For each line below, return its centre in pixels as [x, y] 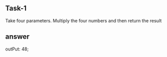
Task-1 [16, 8]
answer [17, 37]
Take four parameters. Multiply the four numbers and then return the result [83, 20]
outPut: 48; [17, 49]
